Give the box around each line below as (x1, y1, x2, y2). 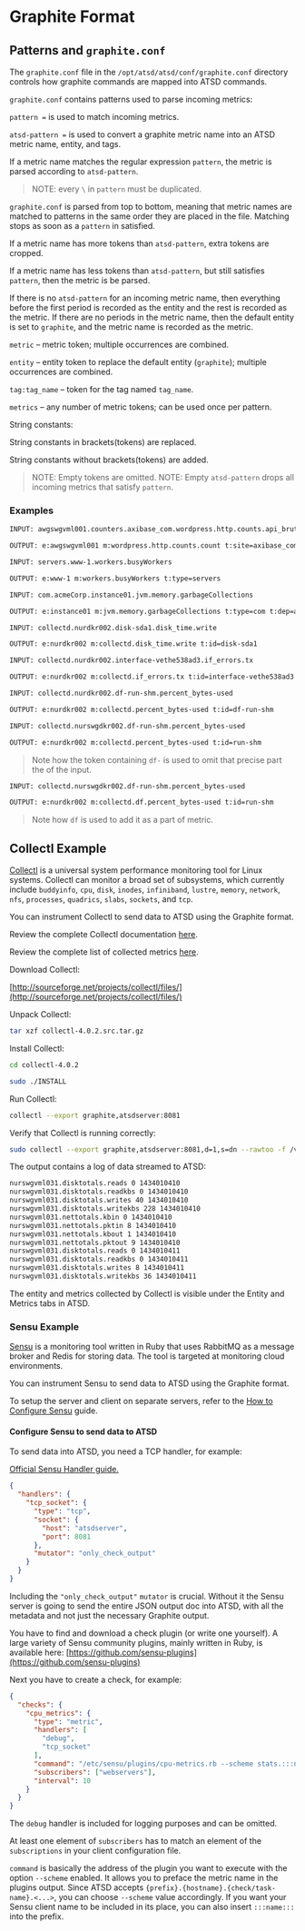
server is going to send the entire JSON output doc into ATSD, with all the (9, 1600, 284, 1611)
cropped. (9, 248, 44, 258)
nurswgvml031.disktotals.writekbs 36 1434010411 (9, 1272, 197, 1282)
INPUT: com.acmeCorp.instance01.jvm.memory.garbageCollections (9, 590, 254, 599)
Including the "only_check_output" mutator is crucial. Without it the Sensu (9, 1590, 284, 1601)
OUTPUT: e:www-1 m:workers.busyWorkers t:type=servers (9, 574, 221, 583)
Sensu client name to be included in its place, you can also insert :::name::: (9, 1901, 295, 1913)
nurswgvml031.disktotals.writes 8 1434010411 (9, 1263, 184, 1272)
